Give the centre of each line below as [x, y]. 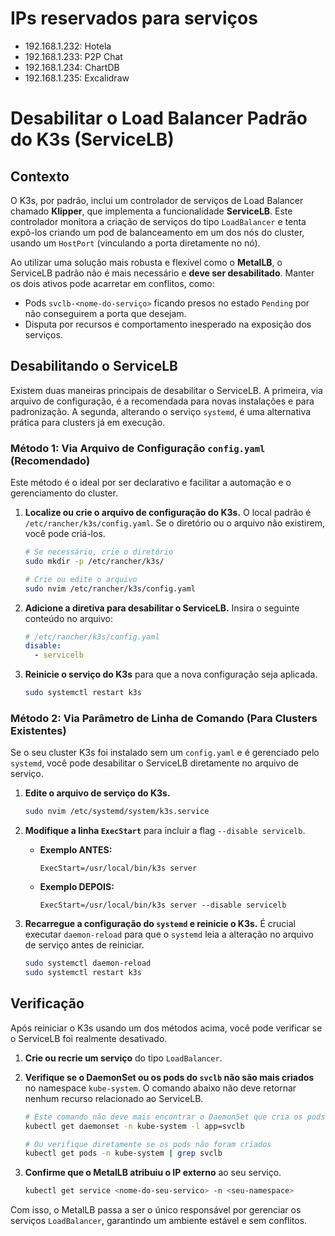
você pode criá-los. [65, 534]
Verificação [47, 1003]
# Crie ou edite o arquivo [81, 579]
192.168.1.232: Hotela [68, 46]
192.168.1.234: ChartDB [72, 67]
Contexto [40, 176]
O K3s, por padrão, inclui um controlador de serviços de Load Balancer [157, 200]
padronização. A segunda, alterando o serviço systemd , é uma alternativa [161, 411]
